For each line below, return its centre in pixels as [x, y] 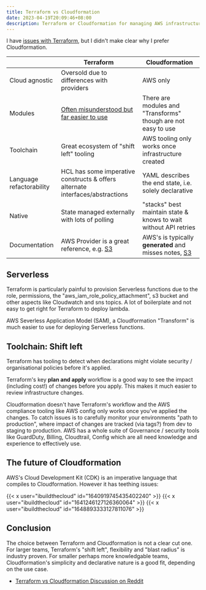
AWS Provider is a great [95, 241]
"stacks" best [162, 205]
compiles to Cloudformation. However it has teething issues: [82, 484]
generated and [164, 245]
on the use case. [27, 569]
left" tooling [78, 154]
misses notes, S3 [167, 253]
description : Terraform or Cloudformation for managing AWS [85, 23]
